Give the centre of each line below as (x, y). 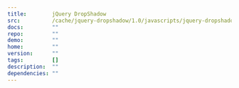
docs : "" (33, 27)
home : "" (33, 47)
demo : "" (33, 40)
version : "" (33, 54)
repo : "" (33, 34)
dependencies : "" (33, 73)
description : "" (33, 67)
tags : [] (33, 60)
